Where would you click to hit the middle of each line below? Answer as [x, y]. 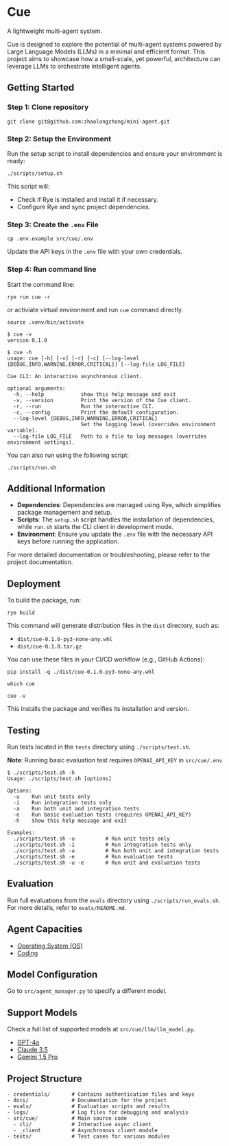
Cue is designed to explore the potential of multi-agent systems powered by [114, 44]
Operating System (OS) [50, 946]
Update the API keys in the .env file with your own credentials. [95, 252]
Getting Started [41, 87]
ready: [16, 161]
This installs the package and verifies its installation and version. [98, 709]
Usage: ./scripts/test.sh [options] [59, 779]
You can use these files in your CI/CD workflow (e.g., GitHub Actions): [106, 659]
